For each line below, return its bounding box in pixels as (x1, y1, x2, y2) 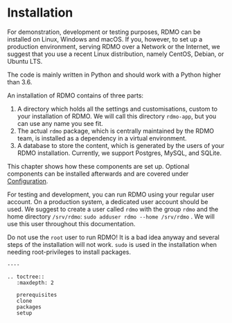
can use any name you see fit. (17, 119, 104, 127)
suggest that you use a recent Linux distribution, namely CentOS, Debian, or (7, 50, 224, 58)
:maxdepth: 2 (16, 279, 54, 286)
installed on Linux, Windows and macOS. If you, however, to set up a (7, 35, 203, 43)
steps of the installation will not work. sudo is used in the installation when (7, 240, 217, 248)
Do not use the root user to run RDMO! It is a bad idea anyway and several (7, 233, 220, 241)
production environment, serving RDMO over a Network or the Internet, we (7, 42, 220, 50)
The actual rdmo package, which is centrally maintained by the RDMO (17, 127, 215, 135)
